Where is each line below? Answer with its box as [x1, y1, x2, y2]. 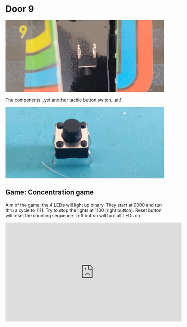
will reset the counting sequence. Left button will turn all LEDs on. [5, 212, 142, 218]
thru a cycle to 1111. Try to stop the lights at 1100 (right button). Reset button [5, 207, 162, 213]
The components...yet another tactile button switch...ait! [5, 97, 122, 103]
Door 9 [5, 3, 34, 15]
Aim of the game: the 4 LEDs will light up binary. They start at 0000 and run [5, 202, 162, 208]
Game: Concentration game [5, 188, 94, 197]
